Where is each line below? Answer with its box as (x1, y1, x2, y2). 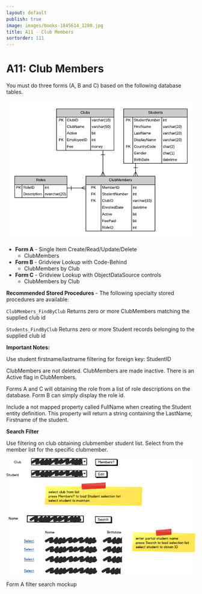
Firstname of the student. (6, 416, 69, 423)
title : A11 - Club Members (6, 29, 74, 35)
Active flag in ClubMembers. (6, 373, 77, 380)
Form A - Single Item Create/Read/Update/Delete (14, 245, 137, 253)
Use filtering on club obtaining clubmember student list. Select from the (6, 439, 183, 447)
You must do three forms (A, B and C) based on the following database (6, 82, 182, 89)
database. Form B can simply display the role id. (6, 391, 125, 398)
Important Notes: (6, 343, 50, 351)
